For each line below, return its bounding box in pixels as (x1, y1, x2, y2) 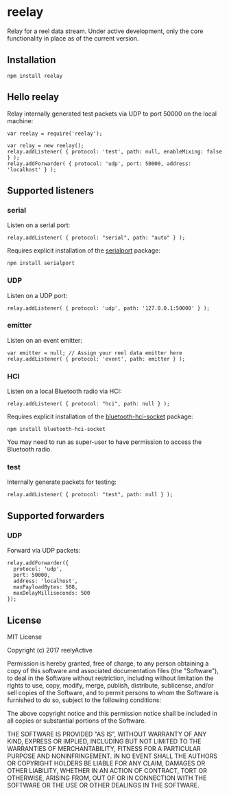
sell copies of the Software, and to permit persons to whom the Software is (7, 688, 219, 697)
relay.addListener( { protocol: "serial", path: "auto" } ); (7, 235, 186, 242)
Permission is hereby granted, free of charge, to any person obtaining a (7, 659, 209, 668)
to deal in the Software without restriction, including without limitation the (7, 674, 214, 682)
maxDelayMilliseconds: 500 (13, 590, 91, 597)
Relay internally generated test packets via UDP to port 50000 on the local (7, 109, 217, 118)
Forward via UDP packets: (7, 547, 81, 555)
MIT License (7, 633, 43, 641)
